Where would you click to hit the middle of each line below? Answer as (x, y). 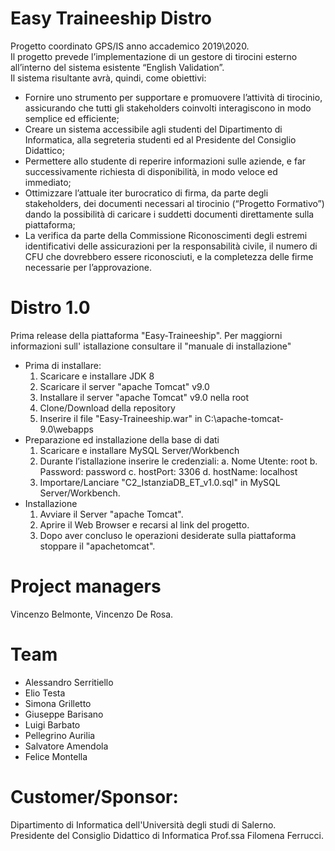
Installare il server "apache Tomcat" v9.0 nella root (144, 397)
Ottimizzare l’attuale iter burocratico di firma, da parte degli (146, 193)
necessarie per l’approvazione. (88, 267)
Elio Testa (45, 693)
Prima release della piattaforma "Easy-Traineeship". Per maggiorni (146, 335)
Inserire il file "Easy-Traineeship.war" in (121, 418)
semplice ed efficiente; (72, 118)
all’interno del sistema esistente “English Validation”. (117, 67)
